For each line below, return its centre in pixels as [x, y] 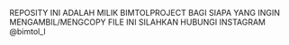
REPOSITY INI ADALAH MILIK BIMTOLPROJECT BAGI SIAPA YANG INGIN [145, 13]
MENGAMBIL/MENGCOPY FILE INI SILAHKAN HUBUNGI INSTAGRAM [137, 22]
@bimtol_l [28, 31]
